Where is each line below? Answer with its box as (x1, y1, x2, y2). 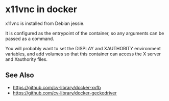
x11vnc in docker (5, 4, 78, 15)
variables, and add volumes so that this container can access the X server (5, 51, 161, 57)
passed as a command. (5, 36, 55, 42)
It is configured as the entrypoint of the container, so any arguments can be (5, 30, 164, 36)
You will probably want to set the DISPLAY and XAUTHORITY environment (5, 45, 161, 51)
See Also (5, 71, 34, 80)
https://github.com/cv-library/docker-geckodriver (12, 90, 117, 96)
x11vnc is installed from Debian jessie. (5, 20, 85, 26)
